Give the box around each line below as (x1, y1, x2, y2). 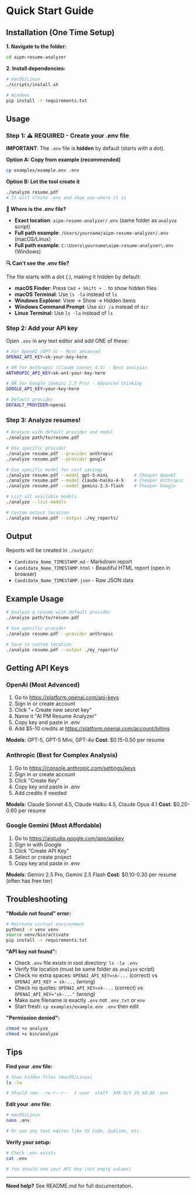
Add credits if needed (14, 789, 67, 796)
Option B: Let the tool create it (6, 177, 80, 185)
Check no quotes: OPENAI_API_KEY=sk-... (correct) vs (14, 984, 143, 991)
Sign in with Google (14, 841, 62, 848)
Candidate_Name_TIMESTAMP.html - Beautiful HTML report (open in (14, 564, 171, 572)
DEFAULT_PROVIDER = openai (6, 402, 66, 408)
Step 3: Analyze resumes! (6, 416, 81, 424)
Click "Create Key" (14, 777, 60, 784)
